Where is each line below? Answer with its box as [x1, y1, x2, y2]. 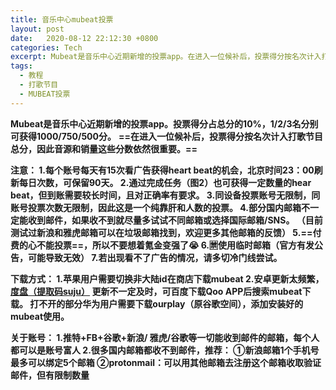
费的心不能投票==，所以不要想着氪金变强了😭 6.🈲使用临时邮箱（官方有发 [10, 239, 315, 251]
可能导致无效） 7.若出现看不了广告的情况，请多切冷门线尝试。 [27, 251, 283, 263]
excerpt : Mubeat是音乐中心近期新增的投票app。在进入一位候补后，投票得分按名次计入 [10, 52, 322, 62]
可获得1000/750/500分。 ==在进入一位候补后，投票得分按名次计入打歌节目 [10, 130, 323, 142]
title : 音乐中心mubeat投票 [10, 14, 114, 25]
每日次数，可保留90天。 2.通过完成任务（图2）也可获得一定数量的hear [18, 176, 312, 188]
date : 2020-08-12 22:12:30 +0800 [10, 33, 159, 43]
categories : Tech [10, 42, 83, 53]
